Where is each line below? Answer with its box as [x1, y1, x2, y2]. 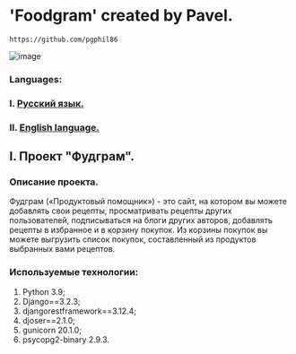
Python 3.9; [22, 286, 65, 297]
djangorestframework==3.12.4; [22, 306, 137, 316]
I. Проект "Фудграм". [9, 149, 135, 164]
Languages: [9, 73, 63, 85]
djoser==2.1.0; [22, 315, 76, 325]
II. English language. [9, 121, 100, 134]
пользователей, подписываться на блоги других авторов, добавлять [9, 215, 274, 226]
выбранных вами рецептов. [9, 244, 116, 255]
